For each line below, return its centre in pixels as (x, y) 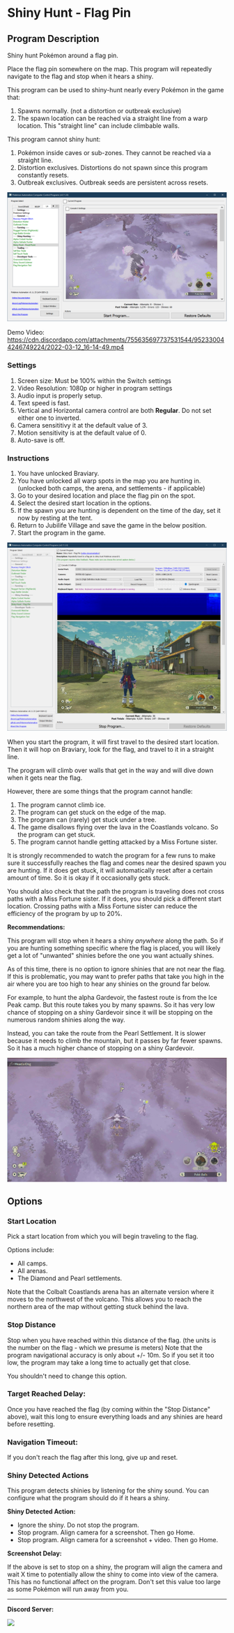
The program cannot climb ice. (61, 805)
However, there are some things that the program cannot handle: (100, 792)
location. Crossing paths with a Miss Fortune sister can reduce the (102, 906)
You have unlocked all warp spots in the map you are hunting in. (109, 481)
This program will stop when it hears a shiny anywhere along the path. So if (116, 941)
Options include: (31, 1250)
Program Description (53, 39)
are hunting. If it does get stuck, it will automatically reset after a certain (110, 871)
